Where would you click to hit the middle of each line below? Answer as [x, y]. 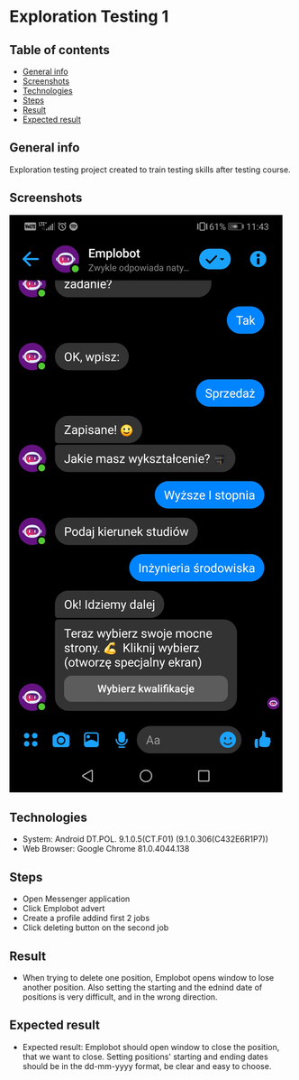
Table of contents [59, 50]
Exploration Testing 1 [89, 17]
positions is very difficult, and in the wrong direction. [120, 997]
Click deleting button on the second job [95, 928]
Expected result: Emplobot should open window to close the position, [151, 1047]
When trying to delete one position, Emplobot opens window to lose [148, 978]
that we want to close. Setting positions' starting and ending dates [145, 1057]
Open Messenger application [76, 899]
